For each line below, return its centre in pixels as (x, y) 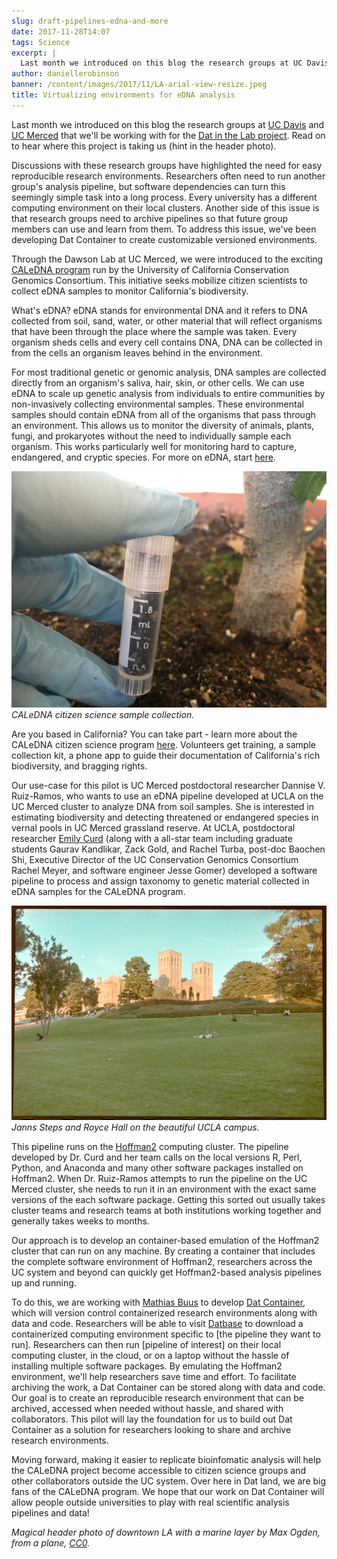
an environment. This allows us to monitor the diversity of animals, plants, (163, 425)
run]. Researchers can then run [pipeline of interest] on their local (146, 1344)
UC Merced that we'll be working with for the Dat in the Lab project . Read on (168, 135)
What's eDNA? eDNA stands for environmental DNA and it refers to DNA (159, 310)
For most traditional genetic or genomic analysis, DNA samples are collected (169, 372)
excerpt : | (34, 53)
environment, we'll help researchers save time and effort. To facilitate (154, 1376)
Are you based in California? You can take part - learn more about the (154, 734)
